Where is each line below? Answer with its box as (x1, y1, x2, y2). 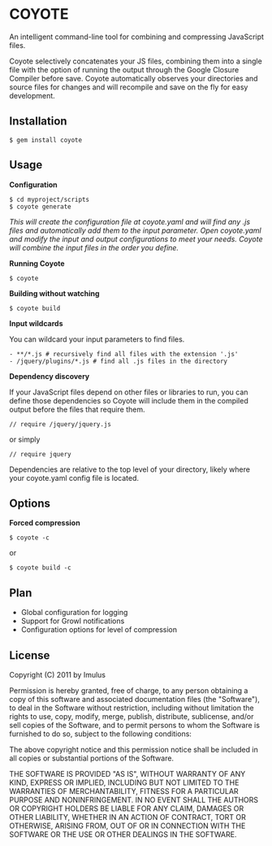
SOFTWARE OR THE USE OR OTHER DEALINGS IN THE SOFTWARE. (9, 830, 237, 839)
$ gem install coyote (9, 136, 83, 144)
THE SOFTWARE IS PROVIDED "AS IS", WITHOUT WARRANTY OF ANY (9, 770, 246, 778)
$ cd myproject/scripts (9, 195, 90, 203)
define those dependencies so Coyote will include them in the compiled (9, 395, 248, 405)
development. (9, 90, 55, 100)
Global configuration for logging (20, 608, 128, 617)
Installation (9, 115, 67, 129)
